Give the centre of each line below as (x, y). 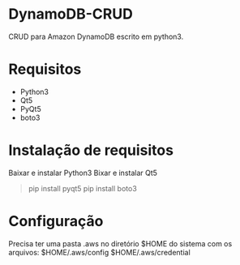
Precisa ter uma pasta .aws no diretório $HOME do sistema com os (120, 243)
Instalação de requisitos (91, 150)
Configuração (56, 221)
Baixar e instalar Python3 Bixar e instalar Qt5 (83, 173)
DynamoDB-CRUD (71, 14)
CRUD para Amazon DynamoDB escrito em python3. (96, 36)
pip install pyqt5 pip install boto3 (83, 188)
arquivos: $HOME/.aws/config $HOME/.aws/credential (99, 252)
